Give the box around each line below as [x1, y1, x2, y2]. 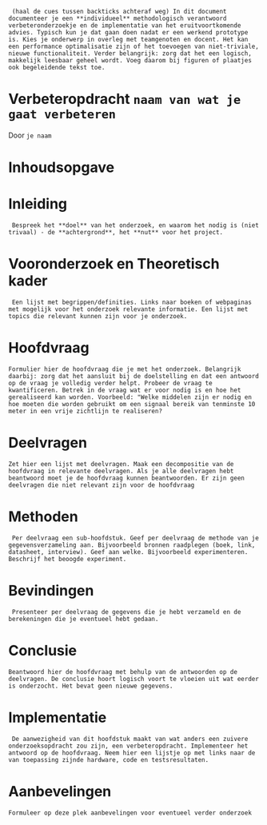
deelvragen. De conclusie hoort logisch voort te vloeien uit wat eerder [8, 675, 260, 683]
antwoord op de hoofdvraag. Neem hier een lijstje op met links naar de [8, 748, 256, 757]
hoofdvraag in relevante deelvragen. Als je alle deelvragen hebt [8, 467, 234, 475]
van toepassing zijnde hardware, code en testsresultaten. [8, 755, 209, 763]
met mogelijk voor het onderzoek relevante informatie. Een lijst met [8, 305, 249, 313]
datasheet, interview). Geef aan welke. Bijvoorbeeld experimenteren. [8, 548, 249, 556]
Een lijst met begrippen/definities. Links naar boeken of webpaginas [11, 298, 252, 306]
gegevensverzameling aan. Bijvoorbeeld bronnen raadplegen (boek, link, [8, 540, 256, 549]
